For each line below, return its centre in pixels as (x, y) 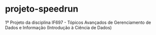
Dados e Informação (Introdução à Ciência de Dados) (58, 27)
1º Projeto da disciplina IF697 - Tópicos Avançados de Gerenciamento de (78, 22)
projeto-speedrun (42, 9)
